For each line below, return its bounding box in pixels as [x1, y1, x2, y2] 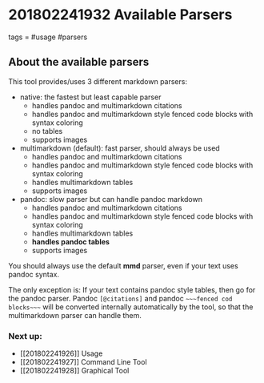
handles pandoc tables [31, 236, 110, 246]
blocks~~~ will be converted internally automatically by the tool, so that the [8, 302, 254, 312]
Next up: [8, 330, 42, 341]
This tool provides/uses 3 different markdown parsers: [8, 76, 188, 86]
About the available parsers [8, 55, 150, 69]
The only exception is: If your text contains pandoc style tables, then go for [8, 284, 256, 294]
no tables [31, 126, 63, 135]
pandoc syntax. [8, 269, 60, 279]
